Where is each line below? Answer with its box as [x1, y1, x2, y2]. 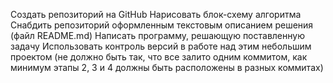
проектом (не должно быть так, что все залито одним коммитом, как [10, 51, 308, 63]
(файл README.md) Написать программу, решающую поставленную [10, 30, 305, 41]
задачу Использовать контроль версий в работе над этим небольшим [10, 40, 312, 52]
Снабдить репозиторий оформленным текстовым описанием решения [10, 19, 314, 31]
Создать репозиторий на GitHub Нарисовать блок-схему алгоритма [10, 9, 302, 20]
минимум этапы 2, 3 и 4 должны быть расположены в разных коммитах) [10, 62, 324, 73]
